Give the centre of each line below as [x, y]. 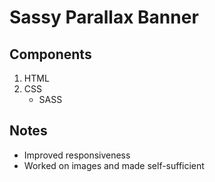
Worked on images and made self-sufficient [114, 165]
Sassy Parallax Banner [104, 17]
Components [50, 54]
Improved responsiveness [77, 155]
